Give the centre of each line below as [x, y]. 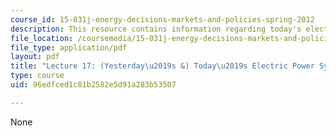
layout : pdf [35, 57]
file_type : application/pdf [69, 47]
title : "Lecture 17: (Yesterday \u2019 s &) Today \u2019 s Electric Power [162, 66]
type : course [37, 76]
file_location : [42, 38]
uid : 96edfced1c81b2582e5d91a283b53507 [93, 85]
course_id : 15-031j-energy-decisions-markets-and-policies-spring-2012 [162, 19]
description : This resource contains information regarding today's [156, 29]
